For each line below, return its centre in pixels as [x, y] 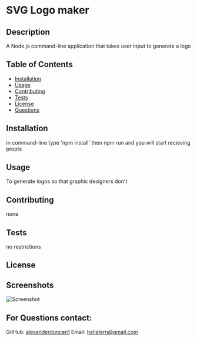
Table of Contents [40, 64]
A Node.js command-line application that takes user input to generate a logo [98, 46]
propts [14, 149]
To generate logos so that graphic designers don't [67, 181]
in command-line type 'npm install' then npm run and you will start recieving [98, 142]
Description [28, 32]
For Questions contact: [49, 318]
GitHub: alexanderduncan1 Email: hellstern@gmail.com [72, 332]
